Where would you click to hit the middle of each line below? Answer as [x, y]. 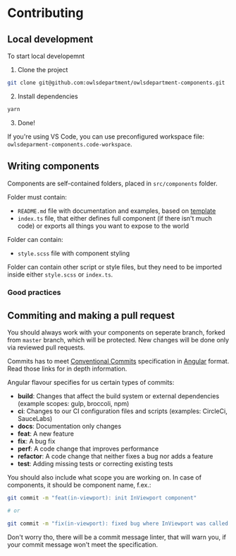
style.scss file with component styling [74, 253]
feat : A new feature [45, 434]
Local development [50, 39]
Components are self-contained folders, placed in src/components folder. [112, 183]
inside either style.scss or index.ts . [60, 274]
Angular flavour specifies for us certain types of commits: [91, 383]
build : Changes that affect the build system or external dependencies [118, 396]
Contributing [45, 13]
